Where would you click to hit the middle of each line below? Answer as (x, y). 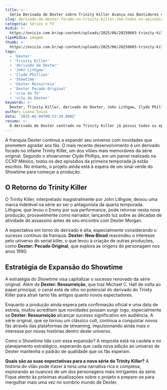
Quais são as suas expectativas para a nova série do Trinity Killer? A (77, 361)
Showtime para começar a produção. (43, 172)
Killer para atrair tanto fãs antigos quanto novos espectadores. (69, 295)
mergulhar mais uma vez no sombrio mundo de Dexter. (61, 383)
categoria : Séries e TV (30, 24)
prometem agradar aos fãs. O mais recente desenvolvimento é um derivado (83, 145)
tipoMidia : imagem (24, 38)
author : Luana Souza (27, 112)
